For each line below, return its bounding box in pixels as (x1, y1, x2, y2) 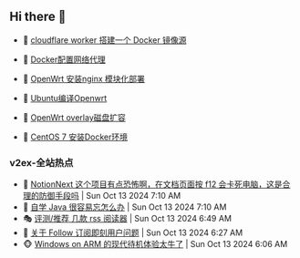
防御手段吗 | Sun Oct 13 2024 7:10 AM (38, 191, 181, 201)
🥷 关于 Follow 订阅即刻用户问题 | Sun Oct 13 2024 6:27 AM (22, 227, 243, 238)
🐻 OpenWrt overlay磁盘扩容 (22, 111, 126, 123)
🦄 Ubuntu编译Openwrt (22, 92, 108, 103)
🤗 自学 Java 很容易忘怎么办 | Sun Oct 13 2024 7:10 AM (22, 201, 227, 212)
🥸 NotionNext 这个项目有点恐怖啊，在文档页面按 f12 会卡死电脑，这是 (22, 179, 283, 190)
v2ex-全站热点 (9, 156, 74, 169)
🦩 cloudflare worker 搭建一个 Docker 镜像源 (22, 34, 187, 46)
